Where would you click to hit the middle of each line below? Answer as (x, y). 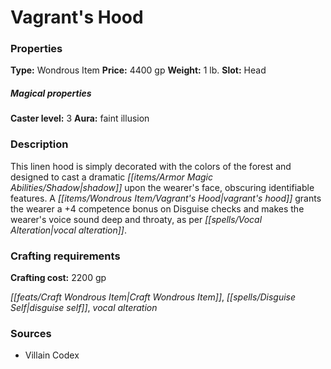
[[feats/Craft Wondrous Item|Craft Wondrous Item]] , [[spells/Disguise (153, 297)
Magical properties (51, 93)
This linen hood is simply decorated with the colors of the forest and (151, 166)
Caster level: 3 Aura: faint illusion (80, 118)
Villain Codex (52, 355)
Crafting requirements (65, 256)
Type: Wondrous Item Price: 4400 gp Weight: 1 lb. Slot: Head (138, 70)
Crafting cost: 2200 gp (58, 278)
